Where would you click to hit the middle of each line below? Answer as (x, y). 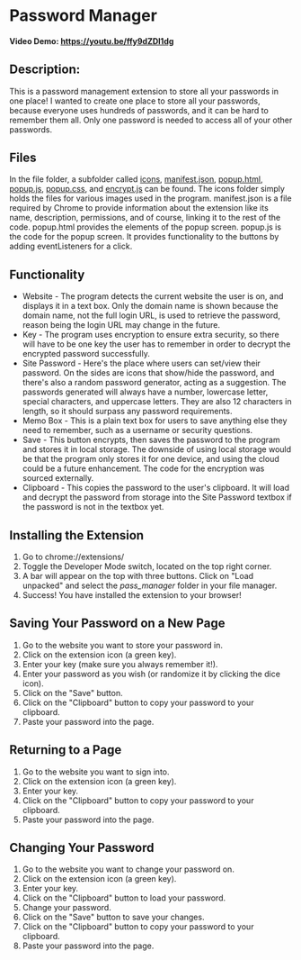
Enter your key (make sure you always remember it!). (120, 664)
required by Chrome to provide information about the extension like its (139, 208)
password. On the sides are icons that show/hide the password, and (148, 373)
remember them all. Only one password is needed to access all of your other (151, 120)
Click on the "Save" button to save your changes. (113, 917)
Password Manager (83, 16)
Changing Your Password (82, 848)
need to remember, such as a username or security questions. (137, 430)
